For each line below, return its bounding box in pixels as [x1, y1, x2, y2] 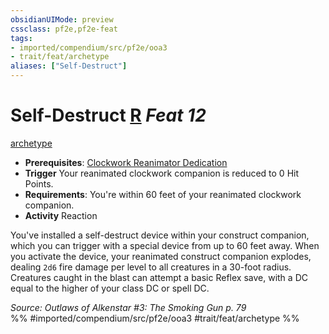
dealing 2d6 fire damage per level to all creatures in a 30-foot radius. [10, 261, 292, 273]
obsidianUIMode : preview [10, 14, 114, 25]
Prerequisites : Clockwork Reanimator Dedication [24, 156, 228, 168]
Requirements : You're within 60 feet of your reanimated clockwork [24, 188, 302, 200]
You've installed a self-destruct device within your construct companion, [10, 229, 310, 241]
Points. [24, 177, 54, 190]
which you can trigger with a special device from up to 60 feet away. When [10, 239, 320, 251]
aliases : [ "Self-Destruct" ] [10, 61, 128, 71]
